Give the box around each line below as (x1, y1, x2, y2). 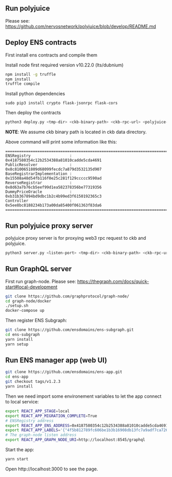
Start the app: (5, 447, 34, 453)
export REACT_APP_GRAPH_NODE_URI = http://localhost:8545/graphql (5, 437, 145, 443)
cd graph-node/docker (5, 298, 52, 304)
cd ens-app (5, 374, 29, 380)
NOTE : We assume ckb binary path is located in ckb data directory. (5, 129, 147, 135)
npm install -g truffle (5, 72, 56, 77)
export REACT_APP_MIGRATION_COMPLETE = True (5, 413, 97, 418)
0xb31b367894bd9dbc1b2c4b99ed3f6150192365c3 (5, 194, 102, 199)
